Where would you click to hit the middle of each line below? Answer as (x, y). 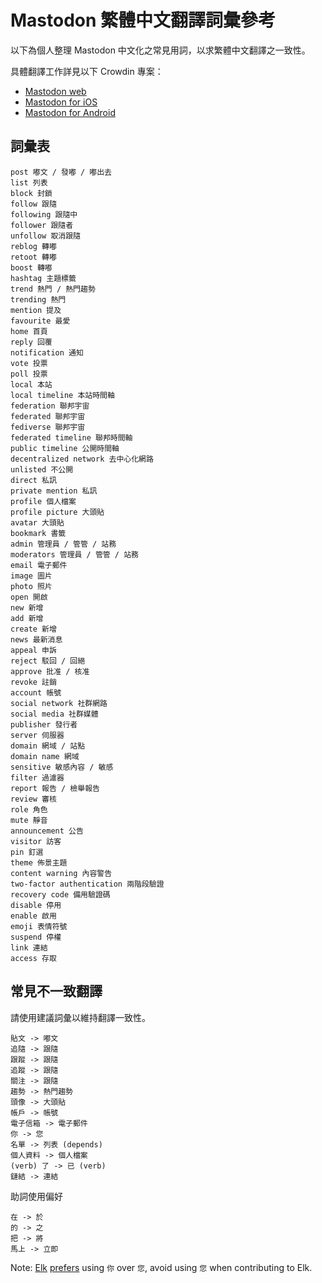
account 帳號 (36, 692)
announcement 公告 (47, 831)
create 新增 (33, 629)
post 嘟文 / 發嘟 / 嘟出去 (61, 172)
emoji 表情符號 (39, 926)
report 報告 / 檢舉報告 (55, 788)
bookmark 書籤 (38, 533)
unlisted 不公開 (42, 469)
